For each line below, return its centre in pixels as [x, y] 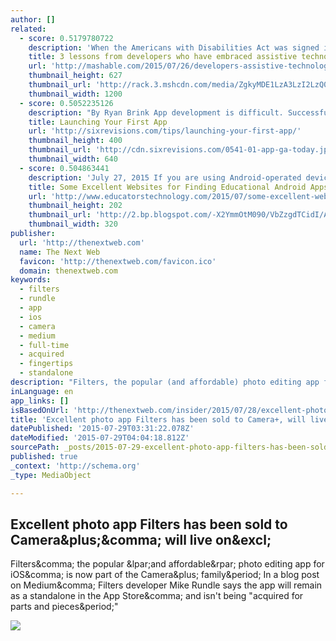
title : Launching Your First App [98, 122]
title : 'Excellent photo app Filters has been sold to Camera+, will [158, 419]
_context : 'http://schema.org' [75, 466]
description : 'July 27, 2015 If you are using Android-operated [165, 177]
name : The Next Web [60, 252]
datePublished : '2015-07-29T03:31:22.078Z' [102, 429]
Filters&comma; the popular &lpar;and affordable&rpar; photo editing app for [167, 564]
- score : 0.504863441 [64, 168]
